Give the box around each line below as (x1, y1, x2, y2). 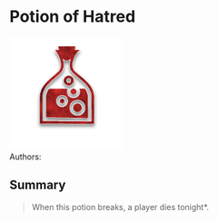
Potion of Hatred (9, 6, 136, 27)
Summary (9, 178, 66, 193)
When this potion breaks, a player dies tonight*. (31, 201, 210, 212)
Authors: (9, 151, 42, 162)
